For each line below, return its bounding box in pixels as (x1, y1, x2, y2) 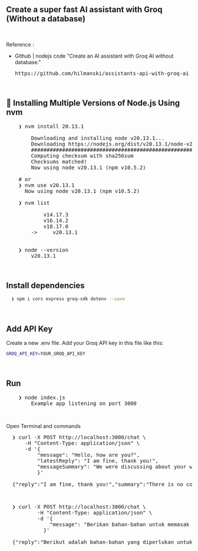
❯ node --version (18, 247, 69, 253)
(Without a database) (6, 14, 85, 24)
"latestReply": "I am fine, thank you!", (37, 457, 159, 464)
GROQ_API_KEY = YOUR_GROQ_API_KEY (6, 351, 85, 357)
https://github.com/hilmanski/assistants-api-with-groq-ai (14, 70, 189, 77)
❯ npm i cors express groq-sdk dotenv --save (11, 296, 126, 302)
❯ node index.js (18, 394, 66, 401)
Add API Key (6, 324, 53, 334)
